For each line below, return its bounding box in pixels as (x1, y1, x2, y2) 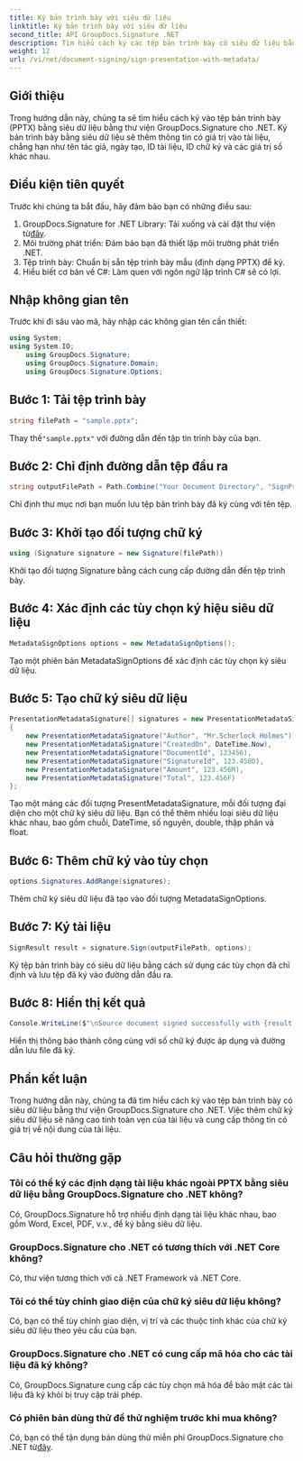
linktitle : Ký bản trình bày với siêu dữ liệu (9, 22, 188, 31)
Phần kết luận (9, 1070, 87, 1087)
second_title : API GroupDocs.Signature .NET (9, 30, 179, 39)
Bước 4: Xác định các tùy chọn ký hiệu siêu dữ (9, 601, 274, 616)
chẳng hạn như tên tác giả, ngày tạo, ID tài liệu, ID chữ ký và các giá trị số (9, 141, 283, 152)
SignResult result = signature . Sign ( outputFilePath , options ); (9, 943, 252, 952)
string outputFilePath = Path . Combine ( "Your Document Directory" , (9, 482, 264, 492)
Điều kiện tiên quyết (9, 177, 124, 192)
